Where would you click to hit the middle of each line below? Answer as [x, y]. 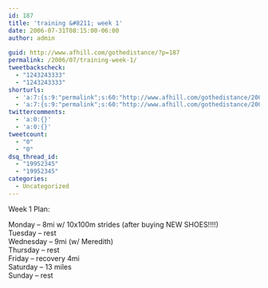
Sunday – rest [31, 275]
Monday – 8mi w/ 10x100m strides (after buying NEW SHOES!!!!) [114, 224]
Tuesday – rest [32, 233]
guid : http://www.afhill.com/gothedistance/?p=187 [94, 53]
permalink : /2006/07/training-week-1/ [73, 61]
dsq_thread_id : [33, 156]
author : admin [32, 38]
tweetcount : [28, 134]
